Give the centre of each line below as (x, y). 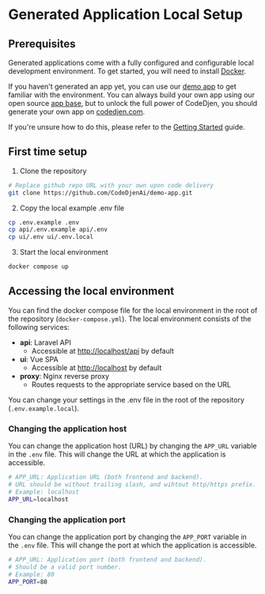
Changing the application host (68, 429)
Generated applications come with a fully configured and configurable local (131, 62)
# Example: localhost (44, 492)
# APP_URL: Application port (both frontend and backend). (108, 559)
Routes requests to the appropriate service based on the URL (131, 384)
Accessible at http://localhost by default (97, 367)
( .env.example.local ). (44, 408)
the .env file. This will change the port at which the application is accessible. (132, 545)
